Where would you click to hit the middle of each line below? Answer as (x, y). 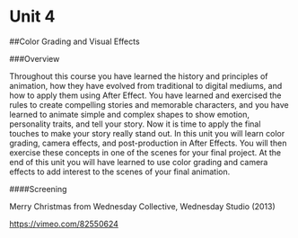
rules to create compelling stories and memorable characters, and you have (149, 104)
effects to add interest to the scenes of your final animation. (120, 172)
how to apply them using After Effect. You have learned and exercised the (145, 95)
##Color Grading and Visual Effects (75, 41)
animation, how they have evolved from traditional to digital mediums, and (146, 85)
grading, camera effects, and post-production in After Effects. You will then (148, 143)
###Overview (35, 58)
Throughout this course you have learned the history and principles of (139, 76)
